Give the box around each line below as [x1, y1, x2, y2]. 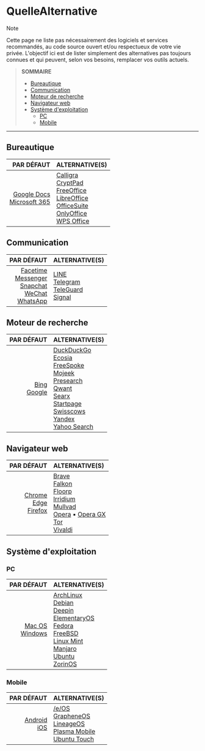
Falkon [53, 480, 73, 488]
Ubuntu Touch [53, 735, 95, 744]
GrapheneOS [53, 712, 90, 720]
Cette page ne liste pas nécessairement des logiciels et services [6, 36, 168, 43]
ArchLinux [53, 591, 82, 599]
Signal [53, 293, 71, 301]
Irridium [53, 495, 76, 504]
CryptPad [56, 178, 84, 187]
